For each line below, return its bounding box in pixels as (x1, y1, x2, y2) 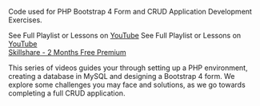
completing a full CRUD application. (8, 88, 126, 98)
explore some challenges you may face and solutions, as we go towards (8, 80, 246, 89)
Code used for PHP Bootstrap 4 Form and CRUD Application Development (8, 7, 252, 16)
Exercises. (8, 15, 42, 25)
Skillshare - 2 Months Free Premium (8, 48, 126, 57)
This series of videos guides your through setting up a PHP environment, (8, 63, 248, 73)
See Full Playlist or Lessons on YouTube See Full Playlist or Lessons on (8, 31, 242, 40)
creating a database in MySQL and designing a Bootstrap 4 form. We (8, 72, 235, 80)
